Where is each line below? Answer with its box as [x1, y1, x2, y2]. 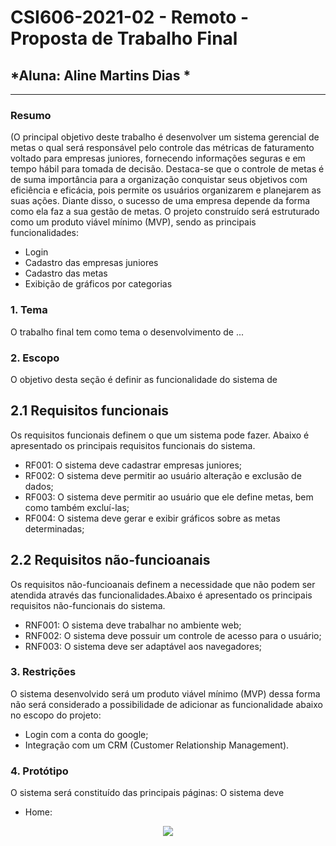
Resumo [10, 108, 52, 122]
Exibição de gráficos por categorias [24, 278, 173, 290]
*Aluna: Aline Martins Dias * [10, 67, 192, 84]
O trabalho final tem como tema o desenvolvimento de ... [10, 326, 245, 338]
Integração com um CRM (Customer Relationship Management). [24, 739, 290, 751]
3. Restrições [10, 665, 77, 679]
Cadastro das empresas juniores [24, 257, 159, 269]
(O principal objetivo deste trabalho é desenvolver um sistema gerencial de [10, 131, 320, 143]
